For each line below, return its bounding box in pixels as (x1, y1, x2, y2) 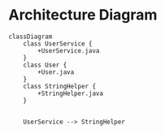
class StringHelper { (23, 82, 96, 90)
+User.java (37, 67, 75, 76)
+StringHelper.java (37, 89, 104, 97)
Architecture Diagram (8, 6, 158, 24)
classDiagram (8, 32, 53, 41)
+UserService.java (37, 46, 100, 54)
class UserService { (23, 39, 93, 48)
